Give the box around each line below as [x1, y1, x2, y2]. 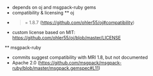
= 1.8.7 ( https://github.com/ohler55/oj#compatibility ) [24, 20, 135, 25]
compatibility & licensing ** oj [12, 10, 74, 16]
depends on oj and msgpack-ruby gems [12, 5, 96, 10]
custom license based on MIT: [12, 29, 76, 35]
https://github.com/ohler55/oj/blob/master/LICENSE [12, 35, 121, 41]
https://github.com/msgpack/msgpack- [39, 60, 122, 65]
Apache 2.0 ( [12, 60, 40, 65]
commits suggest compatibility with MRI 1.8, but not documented [12, 54, 148, 60]
